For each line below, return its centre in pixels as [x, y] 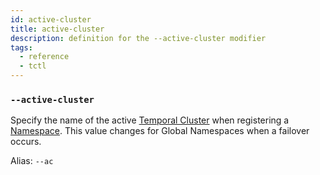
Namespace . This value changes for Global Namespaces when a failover [160, 131]
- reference [44, 57]
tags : [21, 47]
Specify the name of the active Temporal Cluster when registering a [150, 120]
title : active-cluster [57, 29]
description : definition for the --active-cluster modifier [138, 38]
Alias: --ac [32, 161]
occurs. [26, 142]
